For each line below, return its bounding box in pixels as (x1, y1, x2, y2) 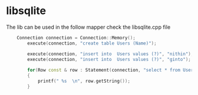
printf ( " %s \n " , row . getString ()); (37, 78, 131, 84)
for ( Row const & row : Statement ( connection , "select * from (27, 67, 181, 73)
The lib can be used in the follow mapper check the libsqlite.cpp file (6, 23, 171, 30)
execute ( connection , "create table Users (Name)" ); (27, 40, 157, 46)
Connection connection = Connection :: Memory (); (16, 35, 136, 40)
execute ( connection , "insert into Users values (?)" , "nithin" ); (27, 51, 194, 57)
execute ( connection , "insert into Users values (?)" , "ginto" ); (27, 56, 192, 62)
